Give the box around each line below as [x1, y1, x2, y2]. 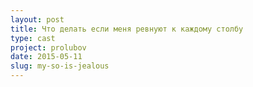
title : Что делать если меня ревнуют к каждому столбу [10, 24, 244, 34]
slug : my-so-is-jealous [10, 61, 110, 71]
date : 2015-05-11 [10, 52, 83, 62]
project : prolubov [10, 42, 87, 53]
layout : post [10, 14, 65, 25]
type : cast [10, 33, 56, 43]
